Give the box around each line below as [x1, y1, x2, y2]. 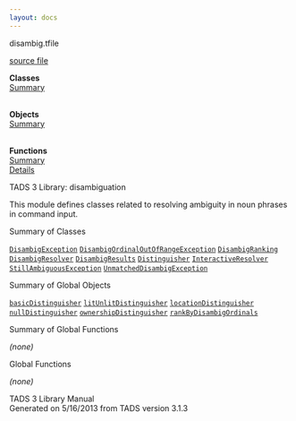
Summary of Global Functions [9, 323, 119, 334]
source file [9, 55, 49, 65]
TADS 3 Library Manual [9, 393, 95, 404]
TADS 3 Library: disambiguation [9, 181, 127, 193]
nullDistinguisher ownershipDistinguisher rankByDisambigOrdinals [9, 308, 258, 317]
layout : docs [9, 13, 58, 22]
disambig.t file [9, 38, 60, 48]
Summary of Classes [9, 226, 87, 236]
